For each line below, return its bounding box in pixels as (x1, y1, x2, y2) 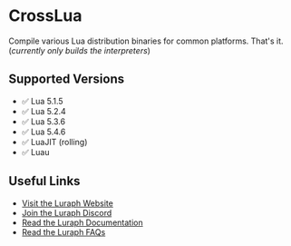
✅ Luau (21, 146, 50, 157)
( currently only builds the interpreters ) (8, 44, 151, 55)
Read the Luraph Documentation (21, 217, 143, 228)
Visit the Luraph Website (21, 197, 114, 209)
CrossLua (8, 5, 82, 26)
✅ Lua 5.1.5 (21, 95, 64, 106)
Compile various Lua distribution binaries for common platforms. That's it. (8, 35, 284, 46)
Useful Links (8, 173, 81, 189)
